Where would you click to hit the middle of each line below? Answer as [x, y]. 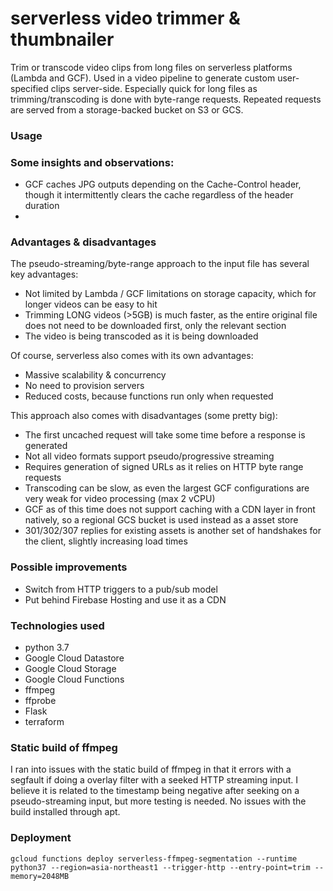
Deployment [41, 838]
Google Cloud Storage [70, 669]
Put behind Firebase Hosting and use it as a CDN [125, 599]
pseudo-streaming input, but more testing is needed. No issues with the [158, 801]
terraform [44, 722]
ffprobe [40, 701]
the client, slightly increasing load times [106, 541]
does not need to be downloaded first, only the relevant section [155, 326]
